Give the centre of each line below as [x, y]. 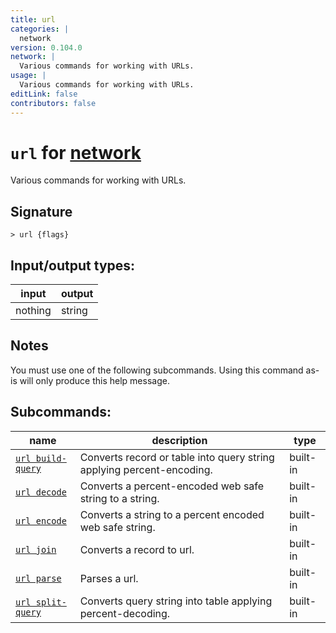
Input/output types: [73, 265]
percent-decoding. [125, 613]
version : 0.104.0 [46, 47]
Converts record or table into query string [177, 457]
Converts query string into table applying [176, 601]
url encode [41, 520]
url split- [41, 602]
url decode [41, 492]
